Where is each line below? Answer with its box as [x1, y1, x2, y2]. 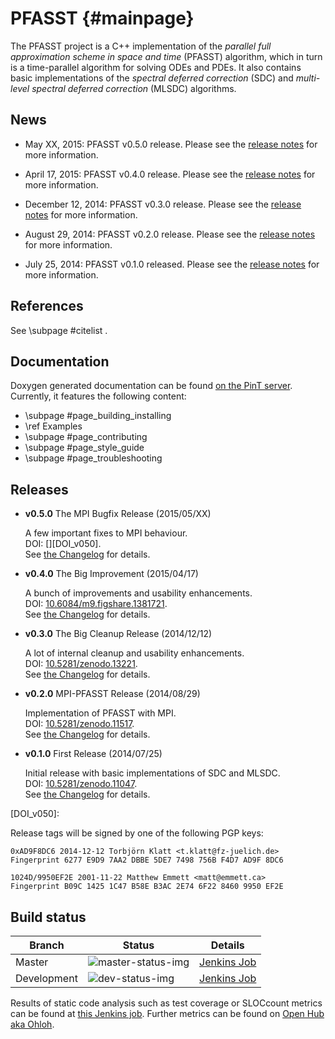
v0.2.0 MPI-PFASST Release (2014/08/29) [24, 688, 201, 700]
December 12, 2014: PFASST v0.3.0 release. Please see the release [24, 198, 302, 210]
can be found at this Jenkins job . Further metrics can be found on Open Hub [10, 1008, 325, 1019]
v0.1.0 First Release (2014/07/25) [24, 748, 163, 760]
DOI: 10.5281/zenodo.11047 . [24, 778, 138, 790]
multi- [295, 72, 321, 84]
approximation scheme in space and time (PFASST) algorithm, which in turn [10, 50, 323, 62]
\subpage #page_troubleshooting [24, 452, 163, 464]
